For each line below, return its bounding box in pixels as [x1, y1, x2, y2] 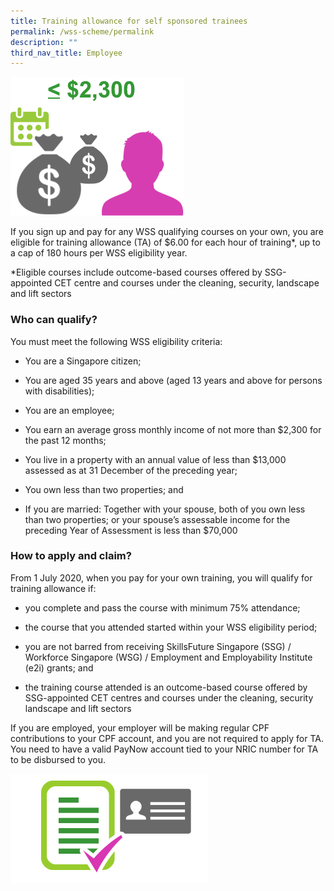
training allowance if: [10, 582, 97, 594]
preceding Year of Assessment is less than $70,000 [24, 524, 238, 536]
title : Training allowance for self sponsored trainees [10, 16, 248, 26]
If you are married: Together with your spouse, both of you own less [24, 503, 306, 515]
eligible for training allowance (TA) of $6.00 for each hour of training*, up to [10, 236, 321, 249]
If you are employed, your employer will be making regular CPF [10, 721, 270, 734]
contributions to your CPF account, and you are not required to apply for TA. [10, 732, 324, 744]
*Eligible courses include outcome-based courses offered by [10, 266, 263, 279]
